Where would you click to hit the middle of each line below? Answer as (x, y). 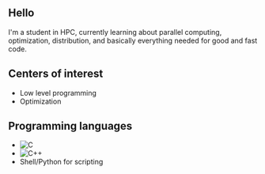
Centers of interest (56, 74)
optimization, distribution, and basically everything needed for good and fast (133, 40)
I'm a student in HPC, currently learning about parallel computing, (115, 32)
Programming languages (70, 126)
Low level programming (58, 93)
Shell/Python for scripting (61, 162)
